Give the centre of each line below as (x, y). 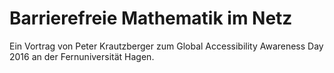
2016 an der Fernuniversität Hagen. (82, 56)
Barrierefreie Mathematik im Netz (151, 18)
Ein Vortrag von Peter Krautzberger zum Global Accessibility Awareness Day (166, 46)
